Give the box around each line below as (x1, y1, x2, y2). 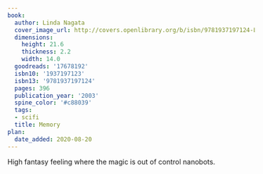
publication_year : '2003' (14, 92, 100, 100)
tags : (14, 107, 33, 114)
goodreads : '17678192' (14, 63, 89, 71)
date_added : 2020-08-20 (14, 135, 92, 143)
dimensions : (14, 33, 54, 42)
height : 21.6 (21, 41, 64, 49)
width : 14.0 (21, 56, 60, 63)
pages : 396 (14, 84, 50, 92)
